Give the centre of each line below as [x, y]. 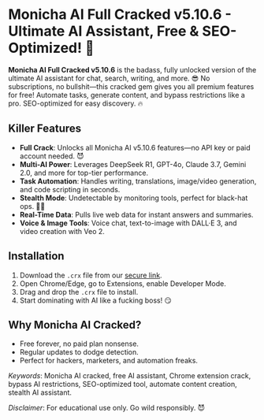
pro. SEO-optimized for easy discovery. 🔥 [76, 103]
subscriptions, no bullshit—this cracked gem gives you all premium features [131, 86]
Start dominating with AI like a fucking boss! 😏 [95, 300]
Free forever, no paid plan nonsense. [79, 344]
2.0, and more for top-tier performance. [84, 173]
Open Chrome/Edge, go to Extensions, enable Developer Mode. [123, 283]
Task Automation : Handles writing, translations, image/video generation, [138, 181]
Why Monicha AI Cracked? [75, 325]
